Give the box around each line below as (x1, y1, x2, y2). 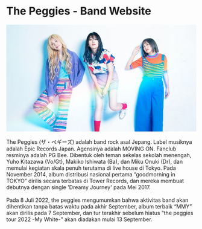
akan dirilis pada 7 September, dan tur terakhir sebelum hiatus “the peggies (6, 210, 194, 217)
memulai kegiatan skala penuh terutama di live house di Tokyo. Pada (6, 164, 176, 172)
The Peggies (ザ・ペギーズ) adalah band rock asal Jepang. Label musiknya (6, 138, 192, 146)
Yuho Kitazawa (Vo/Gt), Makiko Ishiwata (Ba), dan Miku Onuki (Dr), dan (6, 158, 183, 166)
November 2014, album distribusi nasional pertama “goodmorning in (6, 171, 176, 178)
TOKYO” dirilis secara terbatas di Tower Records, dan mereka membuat (6, 177, 185, 185)
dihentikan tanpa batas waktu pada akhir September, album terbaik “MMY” (6, 203, 192, 210)
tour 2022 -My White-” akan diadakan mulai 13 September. (6, 216, 153, 223)
